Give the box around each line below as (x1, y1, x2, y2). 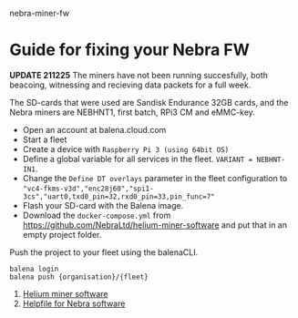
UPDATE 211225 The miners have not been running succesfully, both (9, 69, 269, 80)
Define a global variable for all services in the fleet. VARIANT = (22, 153, 253, 164)
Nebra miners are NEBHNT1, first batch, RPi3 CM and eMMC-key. (9, 107, 255, 118)
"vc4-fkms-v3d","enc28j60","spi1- (22, 184, 154, 193)
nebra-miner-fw (9, 8, 70, 18)
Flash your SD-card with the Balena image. (22, 200, 184, 210)
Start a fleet (22, 134, 67, 145)
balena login (9, 264, 59, 273)
